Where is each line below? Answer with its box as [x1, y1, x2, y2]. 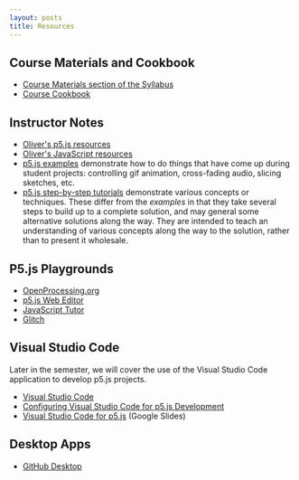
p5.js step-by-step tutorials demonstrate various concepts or [22, 187, 250, 198]
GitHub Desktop [22, 460, 83, 471]
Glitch [22, 314, 45, 325]
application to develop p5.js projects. [9, 373, 147, 384]
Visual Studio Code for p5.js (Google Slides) [22, 410, 187, 421]
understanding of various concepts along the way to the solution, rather [22, 225, 290, 236]
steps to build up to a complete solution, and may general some [22, 206, 259, 217]
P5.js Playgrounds [9, 261, 115, 277]
